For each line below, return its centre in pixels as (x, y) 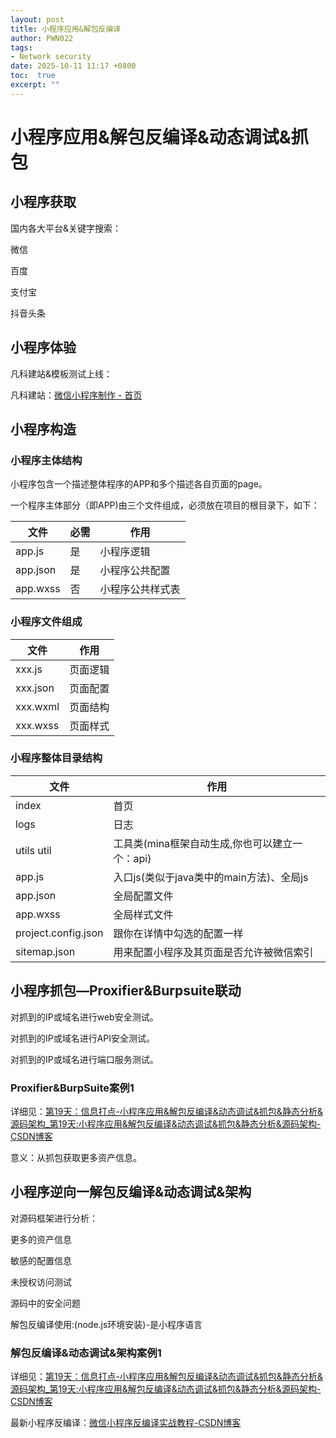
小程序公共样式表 (140, 589)
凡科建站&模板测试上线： (61, 373)
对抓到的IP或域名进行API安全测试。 (83, 1038)
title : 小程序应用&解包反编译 (66, 29)
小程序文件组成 (46, 622)
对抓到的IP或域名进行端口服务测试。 (84, 1059)
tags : (21, 47)
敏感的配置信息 (41, 1260)
